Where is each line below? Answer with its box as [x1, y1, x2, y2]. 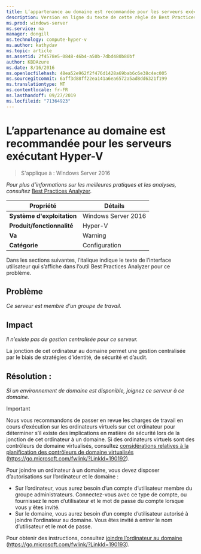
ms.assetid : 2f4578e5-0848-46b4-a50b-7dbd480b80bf [6, 53, 135, 59]
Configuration [83, 241, 121, 249]
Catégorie [9, 241, 38, 249]
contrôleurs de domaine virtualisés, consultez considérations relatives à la [6, 442, 189, 449]
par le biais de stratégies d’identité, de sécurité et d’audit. [6, 354, 148, 361]
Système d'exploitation [9, 211, 77, 220]
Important [6, 405, 31, 412]
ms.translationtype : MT [6, 82, 66, 88]
